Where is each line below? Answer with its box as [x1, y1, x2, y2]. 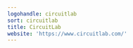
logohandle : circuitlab [7, 10, 77, 18]
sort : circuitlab [7, 17, 58, 24]
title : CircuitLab [7, 23, 61, 30]
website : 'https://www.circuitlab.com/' [7, 30, 128, 37]
